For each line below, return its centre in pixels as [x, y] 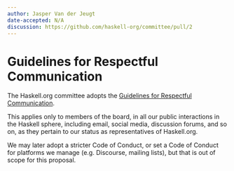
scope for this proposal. [42, 160]
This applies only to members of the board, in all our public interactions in [113, 117]
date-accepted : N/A [36, 20]
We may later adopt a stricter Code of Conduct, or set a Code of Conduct [113, 145]
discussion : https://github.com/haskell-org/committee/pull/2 [100, 27]
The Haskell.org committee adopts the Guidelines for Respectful [100, 96]
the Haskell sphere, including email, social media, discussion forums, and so [117, 124]
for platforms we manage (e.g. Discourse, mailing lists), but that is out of [111, 153]
